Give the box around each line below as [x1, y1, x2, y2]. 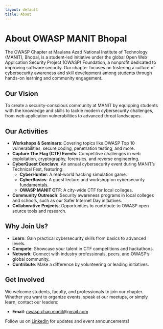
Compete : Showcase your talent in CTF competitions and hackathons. [12, 246, 154, 251]
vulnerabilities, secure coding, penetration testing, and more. [12, 145, 136, 151]
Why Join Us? [5, 222, 48, 231]
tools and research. [27, 208, 67, 214]
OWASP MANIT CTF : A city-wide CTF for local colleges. [19, 187, 133, 193]
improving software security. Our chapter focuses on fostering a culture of [5, 65, 155, 71]
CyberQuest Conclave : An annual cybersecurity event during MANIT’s [12, 161, 155, 167]
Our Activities [5, 127, 48, 136]
